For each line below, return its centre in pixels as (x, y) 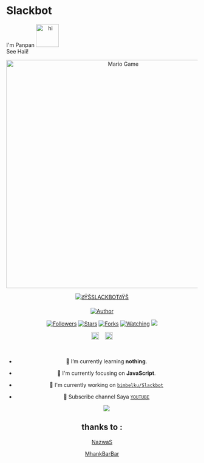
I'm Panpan (21, 45)
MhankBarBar (102, 453)
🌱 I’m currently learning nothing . (107, 361)
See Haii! (18, 51)
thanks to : (102, 427)
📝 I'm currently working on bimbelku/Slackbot (107, 385)
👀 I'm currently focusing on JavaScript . (107, 373)
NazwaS (102, 442)
